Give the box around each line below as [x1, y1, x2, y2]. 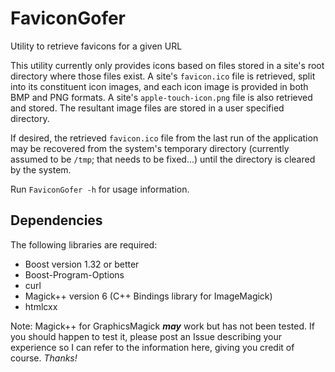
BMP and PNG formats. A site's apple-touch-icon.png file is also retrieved [10, 91, 313, 103]
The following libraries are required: [10, 238, 158, 251]
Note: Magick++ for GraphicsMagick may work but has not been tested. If [10, 320, 315, 332]
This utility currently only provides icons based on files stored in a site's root [10, 59, 325, 71]
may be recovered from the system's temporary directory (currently [10, 142, 290, 154]
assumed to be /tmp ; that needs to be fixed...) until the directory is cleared [10, 153, 316, 165]
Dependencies [10, 212, 103, 229]
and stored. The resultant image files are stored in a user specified [10, 102, 285, 114]
